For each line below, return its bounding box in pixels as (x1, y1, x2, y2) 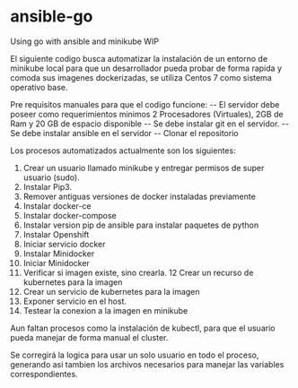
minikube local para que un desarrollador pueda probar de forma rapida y (10, 63, 282, 73)
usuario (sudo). (22, 172, 80, 183)
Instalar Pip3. (22, 181, 73, 192)
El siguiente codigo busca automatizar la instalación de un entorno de (10, 53, 268, 64)
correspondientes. (10, 368, 79, 379)
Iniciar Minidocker (22, 257, 91, 268)
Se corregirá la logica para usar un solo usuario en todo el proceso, (10, 349, 259, 360)
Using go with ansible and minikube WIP (10, 36, 160, 47)
